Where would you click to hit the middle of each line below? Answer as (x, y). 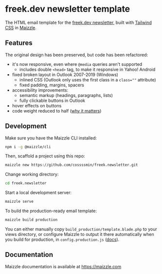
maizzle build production (31, 220)
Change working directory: (32, 175)
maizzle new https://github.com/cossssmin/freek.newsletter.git (72, 165)
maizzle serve (19, 202)
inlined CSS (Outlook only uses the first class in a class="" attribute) (88, 79)
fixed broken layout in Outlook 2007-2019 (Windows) (65, 75)
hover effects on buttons (37, 105)
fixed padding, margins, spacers (52, 85)
